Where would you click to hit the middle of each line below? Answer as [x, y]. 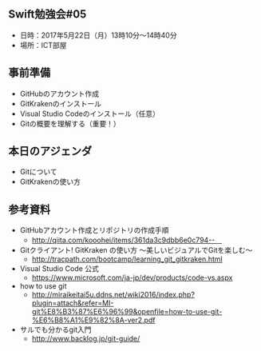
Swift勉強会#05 [47, 14]
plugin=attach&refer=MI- [73, 303]
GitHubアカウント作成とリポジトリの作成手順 [94, 230]
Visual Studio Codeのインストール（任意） [89, 114]
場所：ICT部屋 [43, 45]
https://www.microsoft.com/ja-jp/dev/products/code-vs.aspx [132, 277]
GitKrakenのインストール [61, 103]
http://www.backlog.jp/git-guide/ [86, 339]
